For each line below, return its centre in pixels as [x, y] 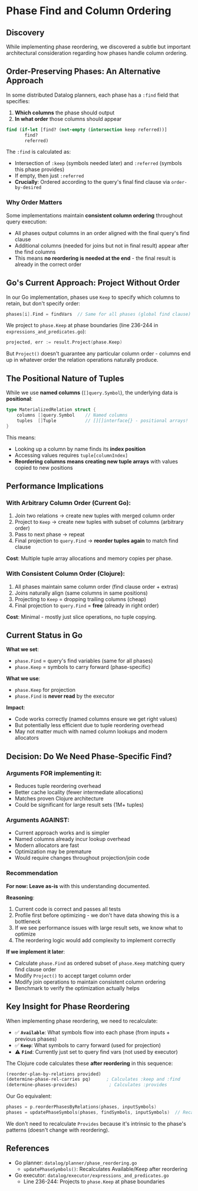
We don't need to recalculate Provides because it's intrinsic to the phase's [96, 1123]
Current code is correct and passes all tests [68, 909]
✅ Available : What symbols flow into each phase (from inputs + [92, 1032]
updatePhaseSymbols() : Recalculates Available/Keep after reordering [105, 1169]
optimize [25, 934]
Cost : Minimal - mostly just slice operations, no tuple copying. [81, 616]
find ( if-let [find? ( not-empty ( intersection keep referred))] [87, 130]
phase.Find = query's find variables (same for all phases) [84, 661]
